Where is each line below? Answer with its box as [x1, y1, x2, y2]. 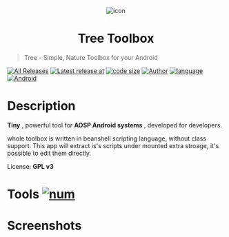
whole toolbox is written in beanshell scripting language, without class [7, 134, 207, 143]
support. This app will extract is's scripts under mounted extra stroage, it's [7, 141, 219, 150]
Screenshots [7, 218, 82, 234]
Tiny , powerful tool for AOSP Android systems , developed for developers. [7, 121, 223, 129]
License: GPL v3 [7, 162, 54, 170]
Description [7, 99, 76, 114]
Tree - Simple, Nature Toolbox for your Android [23, 53, 158, 61]
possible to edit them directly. [7, 149, 92, 157]
